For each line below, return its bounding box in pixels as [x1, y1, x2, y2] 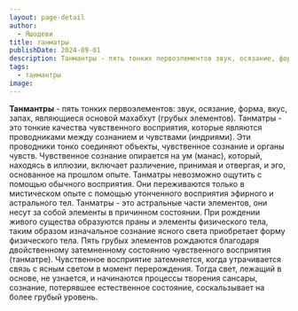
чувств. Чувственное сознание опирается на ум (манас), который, [9, 150, 263, 160]
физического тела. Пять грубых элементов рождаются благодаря [9, 235, 260, 245]
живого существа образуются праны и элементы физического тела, [9, 216, 269, 227]
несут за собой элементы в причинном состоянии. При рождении [9, 206, 260, 217]
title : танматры [9, 37, 69, 47]
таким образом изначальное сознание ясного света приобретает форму [9, 225, 286, 236]
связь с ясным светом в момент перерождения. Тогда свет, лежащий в [9, 263, 282, 274]
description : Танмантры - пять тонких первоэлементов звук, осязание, [9, 54, 276, 63]
